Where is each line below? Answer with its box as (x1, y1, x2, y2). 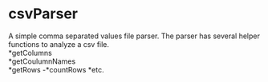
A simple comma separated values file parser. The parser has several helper (8, 31, 261, 41)
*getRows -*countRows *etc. (8, 64, 104, 74)
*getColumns (8, 48, 52, 57)
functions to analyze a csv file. (8, 39, 110, 49)
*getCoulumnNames (8, 57, 76, 66)
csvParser (8, 5, 79, 23)
